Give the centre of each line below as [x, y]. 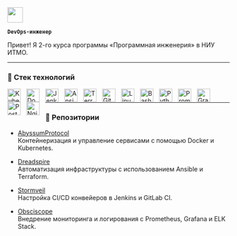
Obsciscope [35, 211]
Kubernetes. [35, 148]
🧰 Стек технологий [41, 77]
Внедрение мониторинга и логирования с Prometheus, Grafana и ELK [121, 218]
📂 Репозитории [73, 118]
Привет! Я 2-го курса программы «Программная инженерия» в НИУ [111, 45]
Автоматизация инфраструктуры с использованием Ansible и [110, 169]
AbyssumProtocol [43, 132]
